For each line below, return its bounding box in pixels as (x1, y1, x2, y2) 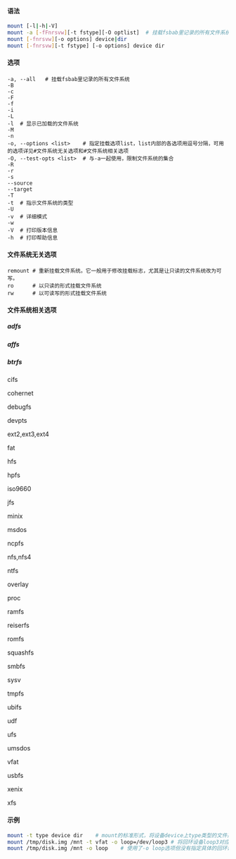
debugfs (7, 402, 32, 412)
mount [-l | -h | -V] (7, 23, 58, 30)
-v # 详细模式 (7, 213, 48, 220)
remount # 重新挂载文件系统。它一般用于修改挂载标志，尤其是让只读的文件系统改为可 (7, 268, 222, 275)
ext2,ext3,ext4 (7, 430, 49, 438)
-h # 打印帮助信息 (7, 234, 58, 241)
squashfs (7, 648, 34, 657)
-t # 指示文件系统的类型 (7, 199, 74, 206)
